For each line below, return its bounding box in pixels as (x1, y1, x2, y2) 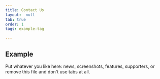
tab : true (5, 17, 26, 22)
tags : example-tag (5, 27, 44, 32)
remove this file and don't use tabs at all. (5, 68, 90, 74)
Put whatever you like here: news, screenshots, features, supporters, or (5, 63, 155, 69)
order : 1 (5, 21, 24, 27)
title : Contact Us (5, 7, 44, 13)
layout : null (5, 12, 36, 17)
